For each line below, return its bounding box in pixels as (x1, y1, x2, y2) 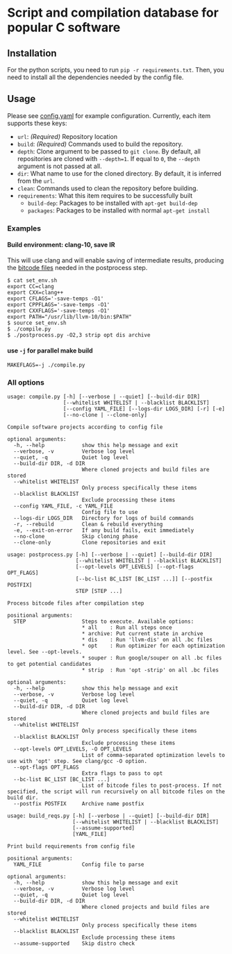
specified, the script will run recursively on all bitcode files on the (7, 788, 226, 796)
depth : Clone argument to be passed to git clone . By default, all (17, 147, 201, 156)
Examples (7, 224, 42, 233)
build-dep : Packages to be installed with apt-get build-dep (27, 199, 198, 207)
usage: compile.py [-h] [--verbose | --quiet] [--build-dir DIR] (7, 394, 200, 401)
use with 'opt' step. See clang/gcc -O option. (7, 758, 148, 765)
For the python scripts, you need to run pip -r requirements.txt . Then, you (7, 66, 224, 74)
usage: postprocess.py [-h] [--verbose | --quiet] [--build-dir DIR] (7, 551, 213, 558)
